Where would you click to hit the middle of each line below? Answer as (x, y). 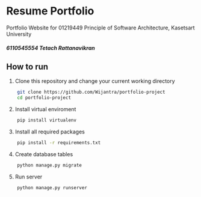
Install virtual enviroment (45, 109)
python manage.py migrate (50, 165)
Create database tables (44, 154)
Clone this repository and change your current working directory (95, 81)
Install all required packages (50, 132)
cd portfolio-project (44, 98)
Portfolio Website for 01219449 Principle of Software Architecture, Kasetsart (100, 28)
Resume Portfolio (50, 11)
